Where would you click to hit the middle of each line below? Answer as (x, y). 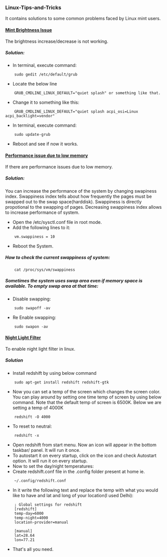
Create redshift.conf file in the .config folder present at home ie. (78, 471)
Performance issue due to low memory (47, 155)
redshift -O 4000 (32, 417)
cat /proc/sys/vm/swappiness (45, 270)
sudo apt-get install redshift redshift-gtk (62, 382)
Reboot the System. (33, 246)
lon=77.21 (25, 540)
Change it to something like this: (46, 103)
